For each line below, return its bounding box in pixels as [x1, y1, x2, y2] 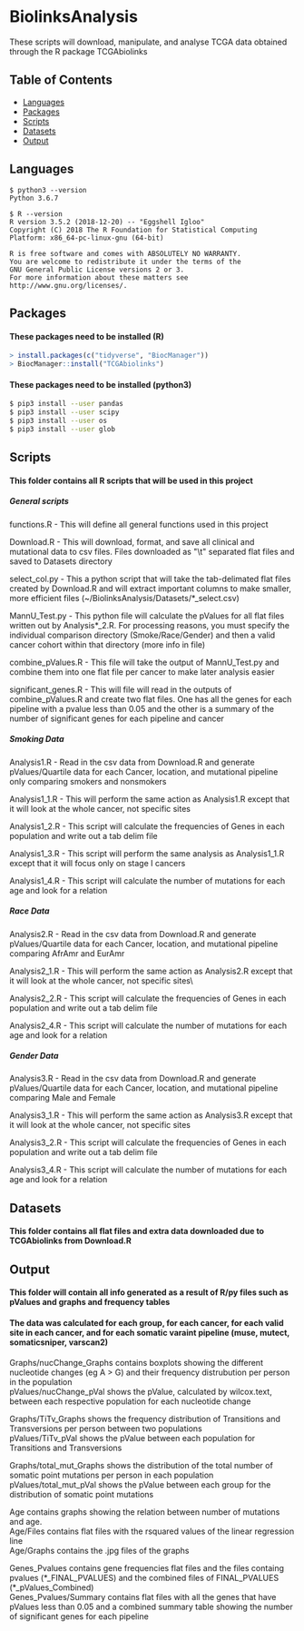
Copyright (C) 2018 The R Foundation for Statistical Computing [9, 225, 258, 234]
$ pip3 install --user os [9, 416, 107, 425]
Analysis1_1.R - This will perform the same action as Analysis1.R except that [9, 793, 290, 805]
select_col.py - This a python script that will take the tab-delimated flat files [9, 573, 291, 584]
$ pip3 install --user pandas [9, 400, 124, 409]
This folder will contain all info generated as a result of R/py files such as [9, 1287, 289, 1298]
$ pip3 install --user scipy [9, 407, 120, 417]
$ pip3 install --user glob [9, 424, 116, 433]
